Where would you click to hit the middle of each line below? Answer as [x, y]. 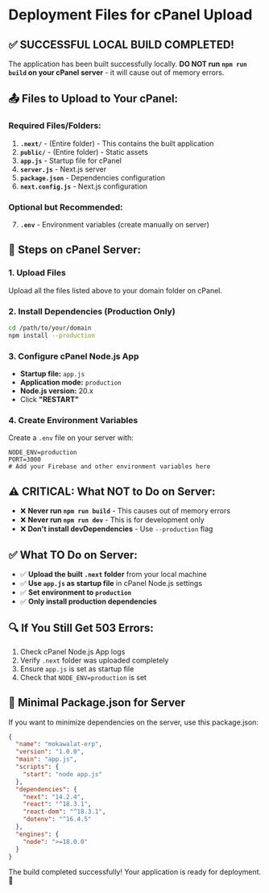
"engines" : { [37, 834]
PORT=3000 [25, 460]
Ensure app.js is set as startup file [77, 669]
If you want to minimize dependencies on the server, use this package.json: [134, 722]
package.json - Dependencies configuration [93, 177]
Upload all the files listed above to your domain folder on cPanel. [116, 290]
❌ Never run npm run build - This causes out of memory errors [125, 511]
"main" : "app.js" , [47, 759]
